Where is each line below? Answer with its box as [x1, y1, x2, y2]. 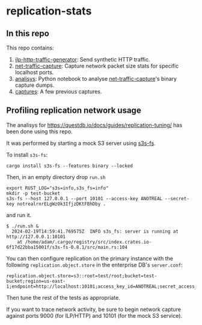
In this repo [6, 28, 49, 39]
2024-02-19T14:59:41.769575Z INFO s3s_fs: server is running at [11, 228, 179, 235]
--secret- [165, 195, 189, 201]
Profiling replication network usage [6, 106, 141, 116]
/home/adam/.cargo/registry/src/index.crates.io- [25, 239, 152, 245]
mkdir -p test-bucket [6, 190, 61, 197]
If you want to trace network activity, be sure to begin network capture [6, 306, 182, 313]
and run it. [6, 211, 32, 218]
